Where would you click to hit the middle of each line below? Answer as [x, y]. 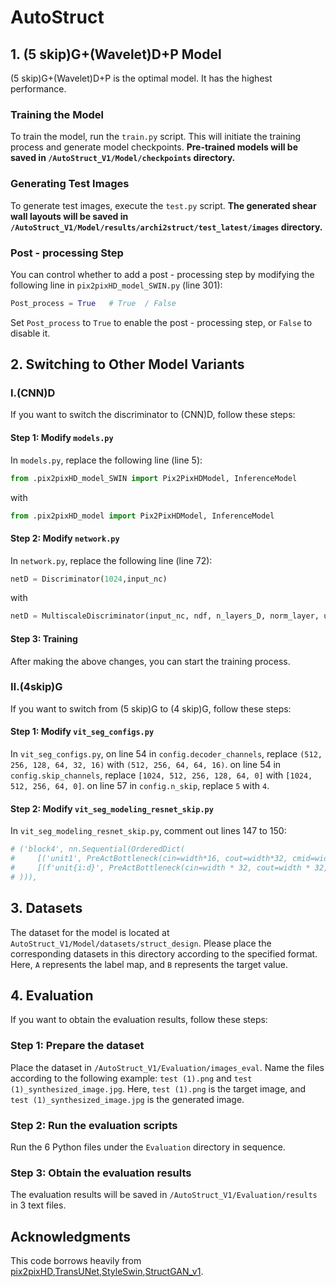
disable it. [30, 333]
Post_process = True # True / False [93, 303]
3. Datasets [46, 908]
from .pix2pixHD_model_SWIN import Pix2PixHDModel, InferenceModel [154, 478]
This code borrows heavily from [76, 1261]
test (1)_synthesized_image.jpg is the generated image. [127, 1099]
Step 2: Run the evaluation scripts [94, 1125]
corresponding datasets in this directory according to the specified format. [164, 953]
